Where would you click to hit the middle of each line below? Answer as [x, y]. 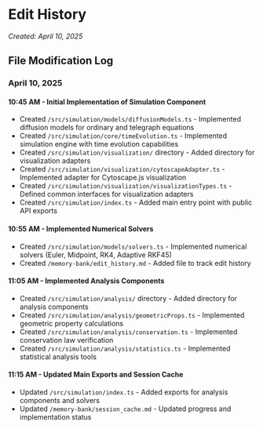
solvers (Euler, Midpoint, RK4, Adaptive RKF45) [96, 254]
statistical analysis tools [58, 356]
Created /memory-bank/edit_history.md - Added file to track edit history [135, 263]
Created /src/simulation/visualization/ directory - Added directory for [137, 153]
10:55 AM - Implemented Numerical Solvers [81, 229]
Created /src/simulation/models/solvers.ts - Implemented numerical [133, 246]
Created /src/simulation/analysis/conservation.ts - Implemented [128, 332]
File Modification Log [61, 61]
